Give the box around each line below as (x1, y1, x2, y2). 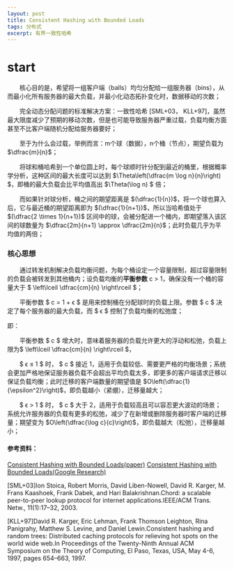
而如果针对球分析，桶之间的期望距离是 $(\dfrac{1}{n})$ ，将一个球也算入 (19, 195, 226, 203)
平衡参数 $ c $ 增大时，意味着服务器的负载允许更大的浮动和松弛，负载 (19, 336, 221, 345)
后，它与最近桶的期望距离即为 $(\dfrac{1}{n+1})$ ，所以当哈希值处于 (7, 203, 202, 212)
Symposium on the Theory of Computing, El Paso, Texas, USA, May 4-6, (7, 546, 214, 554)
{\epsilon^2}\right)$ (7, 386, 64, 394)
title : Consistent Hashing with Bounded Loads (7, 17, 145, 24)
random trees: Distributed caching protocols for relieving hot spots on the (7, 531, 218, 540)
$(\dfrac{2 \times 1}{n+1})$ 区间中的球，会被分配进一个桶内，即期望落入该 (7, 212, 221, 221)
